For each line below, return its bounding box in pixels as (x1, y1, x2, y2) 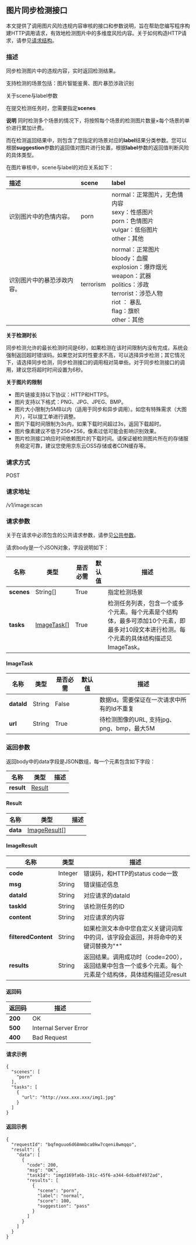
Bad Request (32, 1034, 68, 1042)
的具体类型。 (6, 152, 37, 159)
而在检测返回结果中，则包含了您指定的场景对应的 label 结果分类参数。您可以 (6, 137, 187, 144)
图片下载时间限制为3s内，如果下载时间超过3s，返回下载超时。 (14, 420, 164, 427)
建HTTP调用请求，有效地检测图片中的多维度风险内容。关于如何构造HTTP (6, 29, 182, 36)
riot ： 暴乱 (111, 298, 142, 306)
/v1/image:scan (6, 501, 43, 508)
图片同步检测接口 (6, 5, 68, 16)
